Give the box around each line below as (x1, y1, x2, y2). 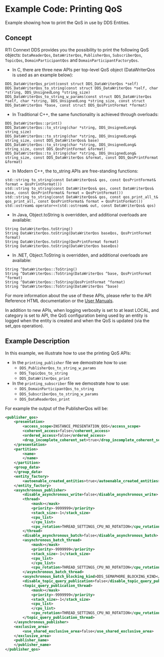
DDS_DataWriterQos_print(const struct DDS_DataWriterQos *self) (5, 81, 139, 86)
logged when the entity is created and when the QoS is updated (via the (5, 317, 150, 324)
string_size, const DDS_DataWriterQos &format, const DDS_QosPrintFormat (5, 155, 159, 160)
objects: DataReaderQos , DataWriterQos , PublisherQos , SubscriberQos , (5, 52, 143, 58)
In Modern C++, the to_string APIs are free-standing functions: (12, 168, 139, 174)
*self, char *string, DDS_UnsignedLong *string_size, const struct (5, 98, 145, 103)
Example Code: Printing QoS (5, 3, 123, 15)
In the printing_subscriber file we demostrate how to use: (12, 380, 130, 386)
